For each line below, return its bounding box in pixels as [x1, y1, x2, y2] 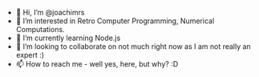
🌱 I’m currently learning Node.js [15, 33, 121, 43]
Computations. [15, 25, 66, 34]
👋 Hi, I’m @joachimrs [15, 8, 85, 17]
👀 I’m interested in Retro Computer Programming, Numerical [15, 16, 215, 26]
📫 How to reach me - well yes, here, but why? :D [15, 59, 179, 68]
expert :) [15, 51, 45, 59]
